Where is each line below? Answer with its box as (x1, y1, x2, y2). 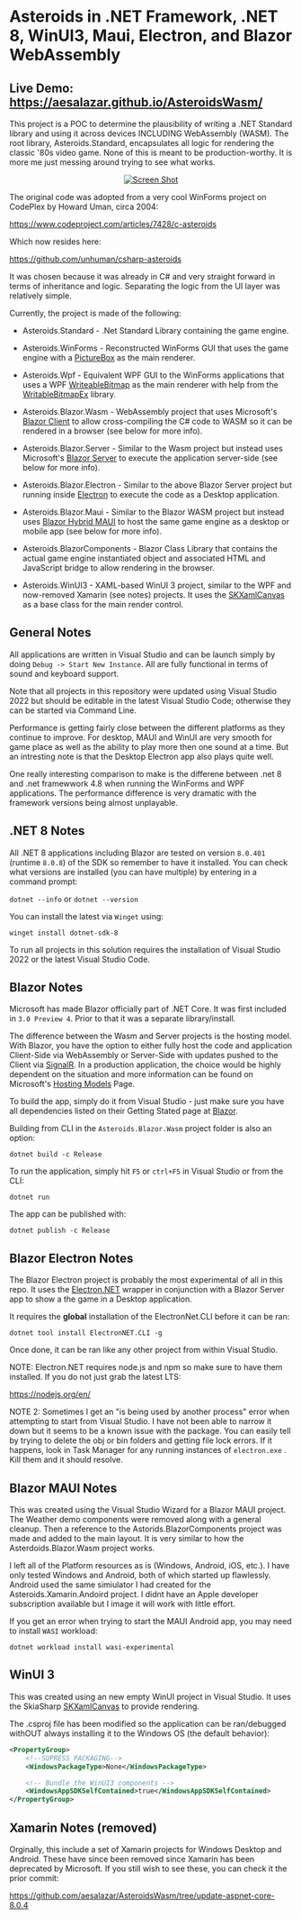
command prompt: (9, 876, 78, 887)
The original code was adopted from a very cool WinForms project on (9, 192, 267, 202)
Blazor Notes (9, 980, 84, 995)
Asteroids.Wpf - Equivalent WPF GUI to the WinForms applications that (22, 370, 285, 380)
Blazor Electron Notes (9, 1250, 134, 1266)
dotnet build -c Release (9, 1150, 102, 1159)
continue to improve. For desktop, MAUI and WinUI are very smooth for (9, 732, 272, 743)
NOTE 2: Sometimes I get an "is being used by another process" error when (9, 1406, 290, 1417)
